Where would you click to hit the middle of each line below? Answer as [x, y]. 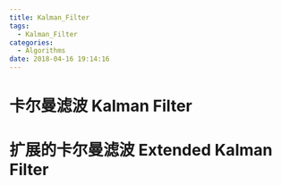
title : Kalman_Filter [50, 17]
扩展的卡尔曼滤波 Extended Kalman [141, 151]
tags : [19, 26]
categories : [31, 42]
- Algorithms [42, 51]
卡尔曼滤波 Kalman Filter [101, 106]
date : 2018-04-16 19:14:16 [60, 59]
